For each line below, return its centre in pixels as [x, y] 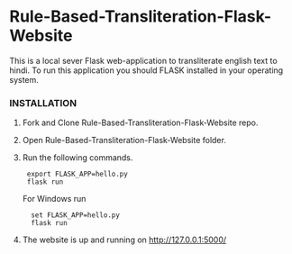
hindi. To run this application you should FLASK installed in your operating [146, 70]
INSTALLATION [43, 103]
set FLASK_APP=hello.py [75, 215]
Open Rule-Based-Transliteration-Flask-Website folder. [124, 141]
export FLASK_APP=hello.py [77, 174]
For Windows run [54, 199]
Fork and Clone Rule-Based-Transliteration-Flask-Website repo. [140, 122]
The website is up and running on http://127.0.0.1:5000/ [124, 240]
